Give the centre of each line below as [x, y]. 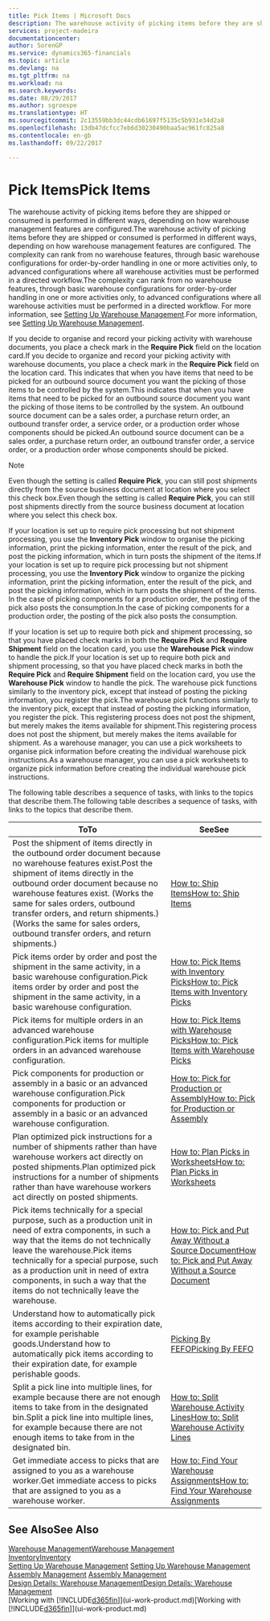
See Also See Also [53, 1529]
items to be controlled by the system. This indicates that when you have [126, 390]
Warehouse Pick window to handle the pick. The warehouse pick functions [133, 683]
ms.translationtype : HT [48, 113]
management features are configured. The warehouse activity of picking [127, 229]
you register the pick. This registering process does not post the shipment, [132, 718]
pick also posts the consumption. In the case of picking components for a [129, 607]
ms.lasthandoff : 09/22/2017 [55, 143]
